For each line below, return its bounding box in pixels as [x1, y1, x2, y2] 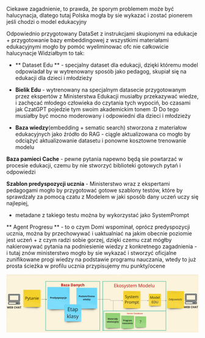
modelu [15, 144, 35, 150]
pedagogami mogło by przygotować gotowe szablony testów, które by [6, 186, 183, 194]
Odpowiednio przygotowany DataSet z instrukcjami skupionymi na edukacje [6, 30, 198, 37]
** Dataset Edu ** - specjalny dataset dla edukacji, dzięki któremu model [15, 61, 198, 68]
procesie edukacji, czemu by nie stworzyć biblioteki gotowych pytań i [6, 162, 181, 169]
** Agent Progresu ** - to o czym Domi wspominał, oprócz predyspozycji [6, 223, 190, 230]
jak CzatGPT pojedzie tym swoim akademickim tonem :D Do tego [15, 106, 179, 112]
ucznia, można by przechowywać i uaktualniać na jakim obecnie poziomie [6, 230, 192, 237]
